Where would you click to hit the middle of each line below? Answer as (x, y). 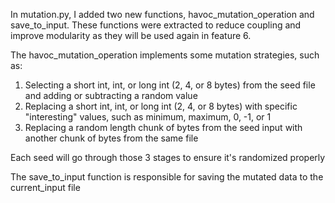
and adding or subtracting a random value (111, 95)
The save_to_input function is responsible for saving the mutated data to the (167, 177)
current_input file (45, 187)
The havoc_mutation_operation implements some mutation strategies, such (165, 55)
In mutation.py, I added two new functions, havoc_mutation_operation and (162, 14)
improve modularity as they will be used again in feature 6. (131, 35)
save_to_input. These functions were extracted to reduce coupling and (156, 25)
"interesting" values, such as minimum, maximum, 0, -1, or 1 (148, 117)
